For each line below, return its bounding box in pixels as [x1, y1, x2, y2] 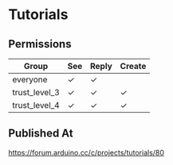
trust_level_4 [12, 100, 60, 110]
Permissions [8, 37, 72, 51]
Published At [8, 127, 73, 140]
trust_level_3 [12, 87, 60, 98]
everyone [12, 74, 48, 85]
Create [120, 61, 147, 71]
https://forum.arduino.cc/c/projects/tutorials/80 [8, 148, 165, 157]
